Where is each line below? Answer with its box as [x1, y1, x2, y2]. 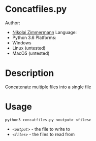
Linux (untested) [12, 45, 46, 51]
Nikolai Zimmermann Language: [12, 29, 77, 35]
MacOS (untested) [12, 50, 50, 56]
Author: [5, 20, 21, 26]
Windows [12, 39, 32, 45]
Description [5, 68, 54, 79]
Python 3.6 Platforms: [12, 35, 57, 40]
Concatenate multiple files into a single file [5, 84, 92, 90]
